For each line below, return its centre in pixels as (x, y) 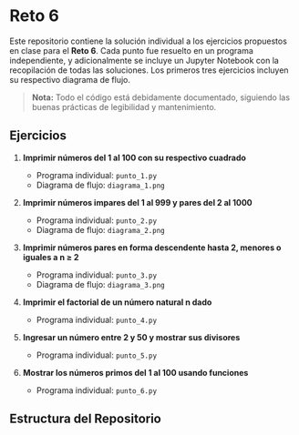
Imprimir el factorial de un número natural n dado (117, 302)
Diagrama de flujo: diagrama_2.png (101, 229)
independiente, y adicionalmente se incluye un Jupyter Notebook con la (144, 60)
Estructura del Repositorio (85, 419)
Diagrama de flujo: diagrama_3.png (101, 284)
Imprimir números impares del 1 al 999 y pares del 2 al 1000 (137, 202)
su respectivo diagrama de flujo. (70, 79)
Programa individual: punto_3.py (97, 275)
